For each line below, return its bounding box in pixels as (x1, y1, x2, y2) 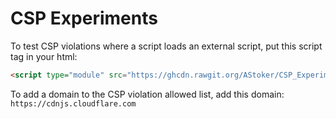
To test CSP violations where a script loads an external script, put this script (10, 40, 323, 52)
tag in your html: (10, 50, 78, 62)
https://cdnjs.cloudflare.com (10, 98, 137, 109)
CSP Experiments (10, 7, 158, 30)
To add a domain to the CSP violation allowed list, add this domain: (10, 88, 285, 100)
